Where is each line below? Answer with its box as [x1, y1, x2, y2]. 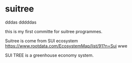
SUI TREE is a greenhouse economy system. [5, 52, 94, 58]
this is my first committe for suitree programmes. [5, 28, 103, 34]
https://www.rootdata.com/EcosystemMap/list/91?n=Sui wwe [5, 43, 128, 49]
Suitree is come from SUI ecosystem [5, 38, 78, 44]
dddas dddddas [5, 19, 37, 25]
